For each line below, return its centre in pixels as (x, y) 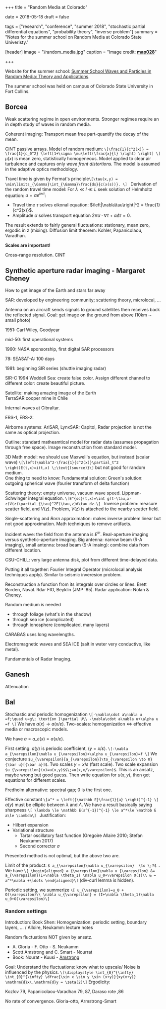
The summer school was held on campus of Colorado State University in (79, 86)
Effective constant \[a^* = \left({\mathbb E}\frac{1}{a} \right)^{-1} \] (82, 799)
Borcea (17, 107)
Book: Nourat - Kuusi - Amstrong (46, 957)
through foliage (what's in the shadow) (52, 614)
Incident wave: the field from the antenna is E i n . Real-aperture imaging (77, 534)
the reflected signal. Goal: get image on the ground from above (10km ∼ (79, 315)
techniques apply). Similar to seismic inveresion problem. (63, 574)
